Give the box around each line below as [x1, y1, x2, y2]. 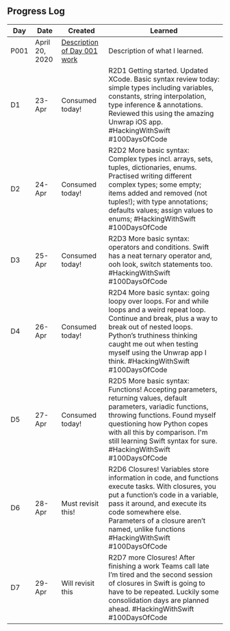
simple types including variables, [108, 82, 214, 92]
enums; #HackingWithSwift [108, 214, 196, 224]
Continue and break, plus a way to [108, 313, 218, 323]
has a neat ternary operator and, [108, 250, 212, 260]
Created [68, 25, 95, 35]
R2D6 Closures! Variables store [108, 464, 209, 474]
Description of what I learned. [108, 46, 204, 56]
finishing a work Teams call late [108, 561, 210, 571]
